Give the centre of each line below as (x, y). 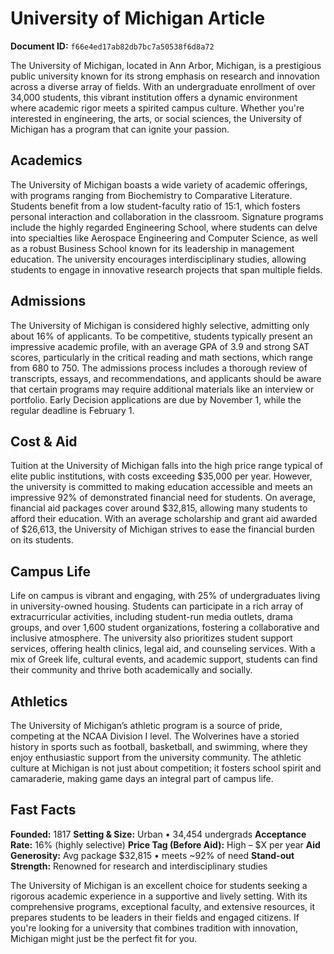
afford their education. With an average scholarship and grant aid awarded (164, 519)
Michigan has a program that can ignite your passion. (120, 129)
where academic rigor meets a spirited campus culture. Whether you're (157, 108)
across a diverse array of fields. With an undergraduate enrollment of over (163, 86)
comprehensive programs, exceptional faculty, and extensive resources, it (163, 906)
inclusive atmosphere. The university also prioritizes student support (151, 638)
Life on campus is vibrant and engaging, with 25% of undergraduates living (165, 596)
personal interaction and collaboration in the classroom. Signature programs (167, 216)
